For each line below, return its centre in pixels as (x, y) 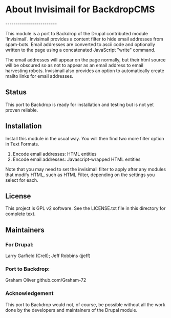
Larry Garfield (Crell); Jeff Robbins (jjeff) (48, 256)
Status (16, 92)
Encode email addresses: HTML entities (55, 154)
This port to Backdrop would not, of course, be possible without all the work (85, 304)
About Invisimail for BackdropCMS (80, 9)
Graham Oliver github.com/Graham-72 (46, 280)
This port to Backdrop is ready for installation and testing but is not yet (80, 104)
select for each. (22, 180)
